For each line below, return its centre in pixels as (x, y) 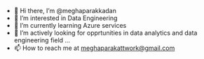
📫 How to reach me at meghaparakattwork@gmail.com (94, 48)
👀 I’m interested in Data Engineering (66, 18)
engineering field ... (42, 40)
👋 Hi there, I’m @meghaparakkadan (65, 11)
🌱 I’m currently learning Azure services (70, 25)
